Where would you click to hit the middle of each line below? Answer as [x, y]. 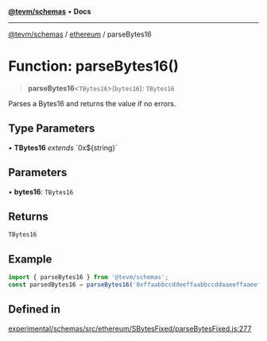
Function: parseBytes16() [93, 66]
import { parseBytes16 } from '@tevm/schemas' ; [89, 278]
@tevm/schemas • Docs [50, 11]
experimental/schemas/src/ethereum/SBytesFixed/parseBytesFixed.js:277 [130, 328]
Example [30, 259]
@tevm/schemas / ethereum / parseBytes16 [80, 34]
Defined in [35, 310]
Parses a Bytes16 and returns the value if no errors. [92, 103]
